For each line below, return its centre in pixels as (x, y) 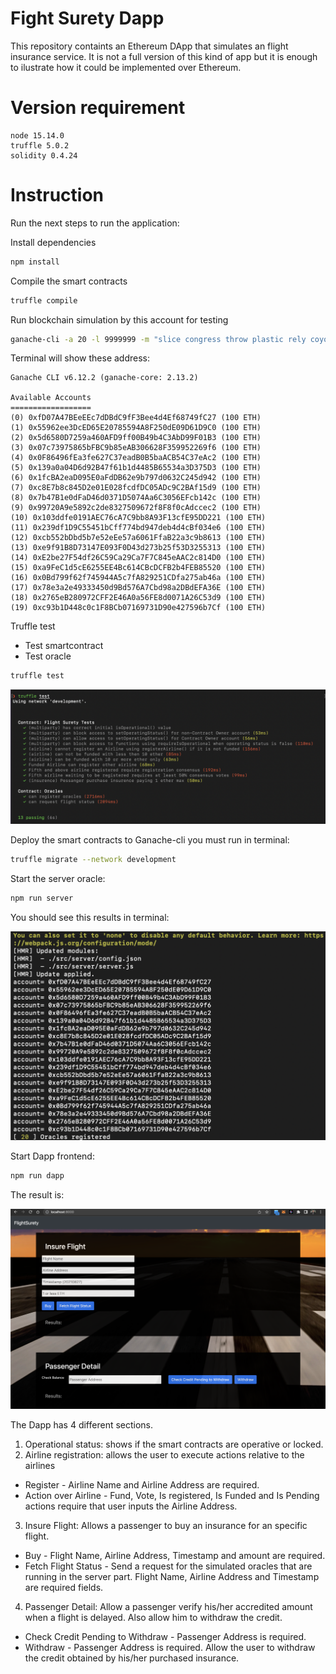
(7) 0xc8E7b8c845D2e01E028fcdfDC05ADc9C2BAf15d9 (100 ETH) (136, 488)
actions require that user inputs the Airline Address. (131, 1506)
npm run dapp (37, 1175)
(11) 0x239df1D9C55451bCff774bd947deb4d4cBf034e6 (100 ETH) (138, 528)
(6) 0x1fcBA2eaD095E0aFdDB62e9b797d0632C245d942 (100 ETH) (136, 478)
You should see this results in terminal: (90, 917)
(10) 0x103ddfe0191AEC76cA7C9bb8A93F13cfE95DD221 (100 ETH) (138, 518)
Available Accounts (51, 398)
